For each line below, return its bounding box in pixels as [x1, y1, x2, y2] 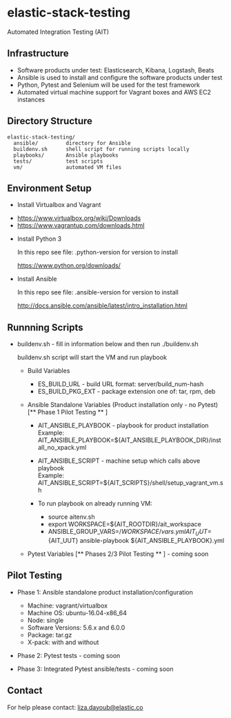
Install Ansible [17, 275, 57, 283]
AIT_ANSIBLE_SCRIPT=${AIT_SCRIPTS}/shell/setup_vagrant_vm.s [37, 479, 223, 487]
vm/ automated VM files [13, 163, 122, 170]
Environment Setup [7, 182, 92, 194]
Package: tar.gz [27, 630, 72, 639]
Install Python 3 [17, 235, 62, 243]
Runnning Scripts [7, 321, 84, 333]
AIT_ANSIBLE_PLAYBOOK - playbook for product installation [37, 421, 209, 430]
